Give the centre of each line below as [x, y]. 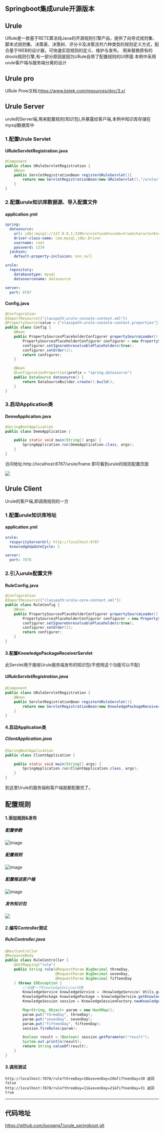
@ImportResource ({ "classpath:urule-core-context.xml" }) [63, 600]
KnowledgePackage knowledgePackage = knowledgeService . [81, 997]
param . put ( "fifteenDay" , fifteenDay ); [62, 1024]
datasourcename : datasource [42, 279]
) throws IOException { [38, 983]
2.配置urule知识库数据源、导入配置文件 [51, 202]
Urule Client [24, 489]
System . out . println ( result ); [52, 1042]
